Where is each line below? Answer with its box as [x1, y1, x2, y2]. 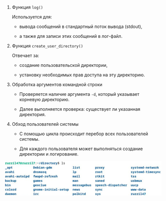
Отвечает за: [11, 52, 39, 58]
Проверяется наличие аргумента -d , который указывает [19, 91, 140, 97]
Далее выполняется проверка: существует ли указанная [19, 106, 141, 112]
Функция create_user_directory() [11, 43, 83, 49]
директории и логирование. [19, 151, 79, 157]
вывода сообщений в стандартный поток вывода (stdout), [19, 23, 143, 29]
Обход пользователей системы [11, 121, 79, 127]
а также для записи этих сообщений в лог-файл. [19, 33, 123, 39]
